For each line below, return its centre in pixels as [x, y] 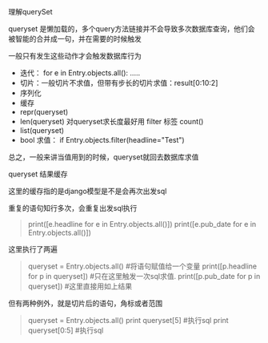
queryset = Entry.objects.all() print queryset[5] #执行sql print [128, 320]
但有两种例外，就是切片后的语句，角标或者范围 [85, 303]
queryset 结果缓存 [38, 174]
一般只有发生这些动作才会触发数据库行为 [75, 56]
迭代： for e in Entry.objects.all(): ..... [80, 73]
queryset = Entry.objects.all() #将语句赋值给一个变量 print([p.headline [142, 266]
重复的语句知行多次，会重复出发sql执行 [73, 208]
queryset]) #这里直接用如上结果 [80, 286]
